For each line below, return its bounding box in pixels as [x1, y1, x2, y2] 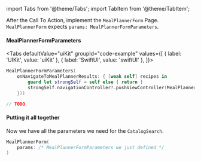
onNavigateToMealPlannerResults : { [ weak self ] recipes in [17, 74, 167, 80]
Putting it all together [6, 114, 60, 121]
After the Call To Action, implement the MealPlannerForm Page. [6, 17, 159, 23]
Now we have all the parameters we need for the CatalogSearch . [6, 127, 164, 134]
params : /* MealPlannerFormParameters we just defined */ [17, 144, 165, 150]
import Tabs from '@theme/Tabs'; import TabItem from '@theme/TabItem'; [6, 5, 190, 12]
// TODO [6, 101, 26, 107]
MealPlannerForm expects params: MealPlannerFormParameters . [6, 23, 159, 30]
